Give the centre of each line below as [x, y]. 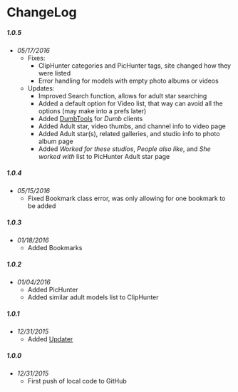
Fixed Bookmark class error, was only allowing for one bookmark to [126, 198]
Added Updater [50, 339]
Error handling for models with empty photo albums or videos [128, 81]
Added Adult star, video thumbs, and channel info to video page [132, 126]
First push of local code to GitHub [77, 381]
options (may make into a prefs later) [92, 111]
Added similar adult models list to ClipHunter [93, 297]
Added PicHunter [53, 290]
